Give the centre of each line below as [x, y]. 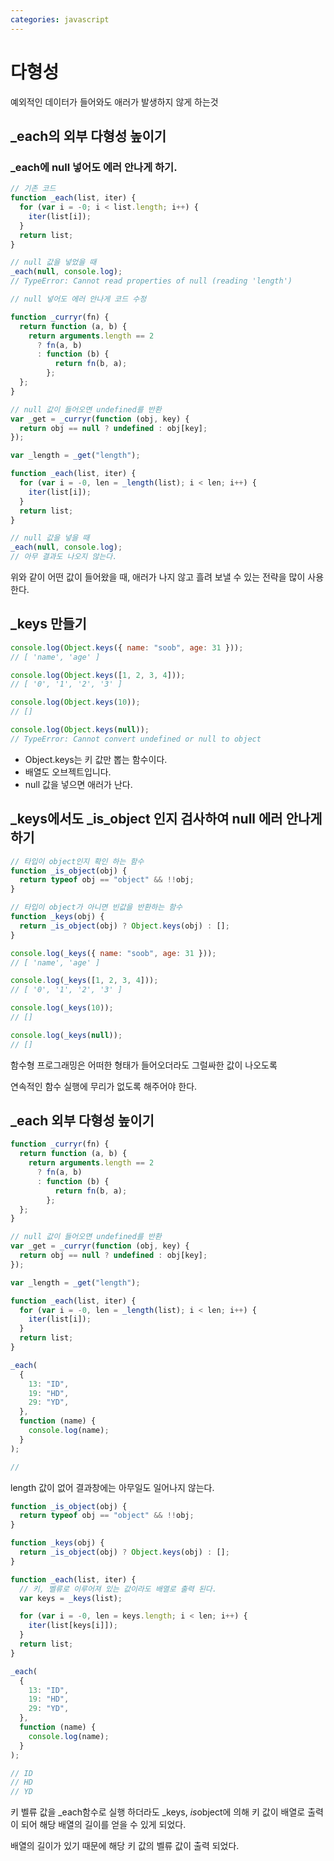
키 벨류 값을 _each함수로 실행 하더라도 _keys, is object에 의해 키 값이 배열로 [158, 1812]
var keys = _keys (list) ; [71, 1598]
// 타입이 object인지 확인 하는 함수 [77, 861]
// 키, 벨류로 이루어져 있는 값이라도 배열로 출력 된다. [118, 1589]
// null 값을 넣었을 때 [53, 262]
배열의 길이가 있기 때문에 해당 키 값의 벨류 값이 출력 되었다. [125, 1846]
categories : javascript [60, 19]
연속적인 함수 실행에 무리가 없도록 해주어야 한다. [104, 1086]
